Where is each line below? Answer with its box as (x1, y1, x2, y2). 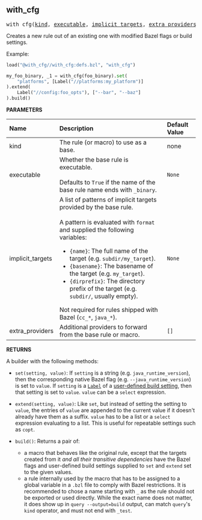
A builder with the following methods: (6, 358, 99, 365)
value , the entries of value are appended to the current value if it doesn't (14, 407, 195, 414)
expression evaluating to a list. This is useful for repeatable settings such (14, 419, 196, 427)
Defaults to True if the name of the (59, 178, 156, 186)
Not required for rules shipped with (59, 306, 158, 314)
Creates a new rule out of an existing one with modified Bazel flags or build (6, 32, 192, 39)
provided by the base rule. (59, 203, 133, 212)
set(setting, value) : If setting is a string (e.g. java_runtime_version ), (14, 369, 191, 376)
